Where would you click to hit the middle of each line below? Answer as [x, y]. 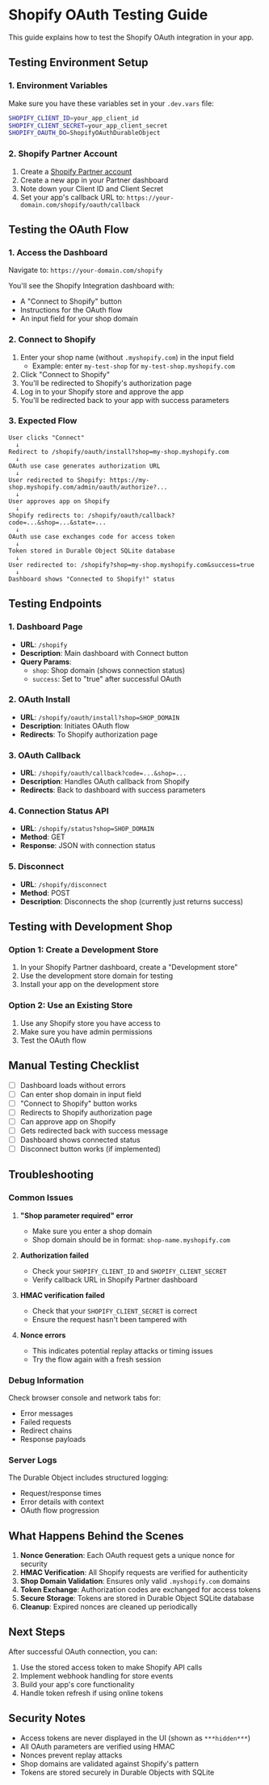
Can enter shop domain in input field [80, 1094]
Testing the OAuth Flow [69, 229]
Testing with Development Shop [90, 927]
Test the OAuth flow [53, 1040]
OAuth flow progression [59, 1510]
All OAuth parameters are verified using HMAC [97, 1746]
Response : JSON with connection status [88, 846]
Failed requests [46, 1422]
